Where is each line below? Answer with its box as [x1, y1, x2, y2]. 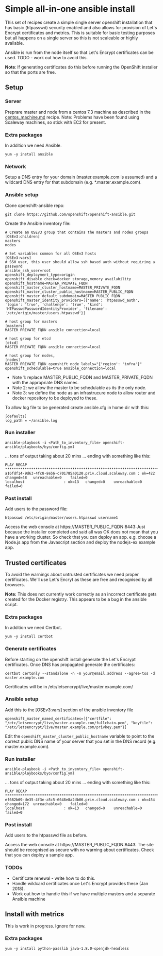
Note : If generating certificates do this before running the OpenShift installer [5, 64, 158, 70]
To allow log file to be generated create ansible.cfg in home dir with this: [5, 404, 149, 410]
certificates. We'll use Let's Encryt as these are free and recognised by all [5, 577, 153, 582]
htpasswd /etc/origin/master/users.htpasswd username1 [5, 515, 118, 520]
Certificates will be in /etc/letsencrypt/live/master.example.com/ [5, 683, 133, 689]
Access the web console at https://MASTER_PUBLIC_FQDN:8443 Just [5, 524, 146, 530]
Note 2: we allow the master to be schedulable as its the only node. [12, 385, 147, 391]
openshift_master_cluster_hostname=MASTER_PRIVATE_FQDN [5, 285, 120, 290]
